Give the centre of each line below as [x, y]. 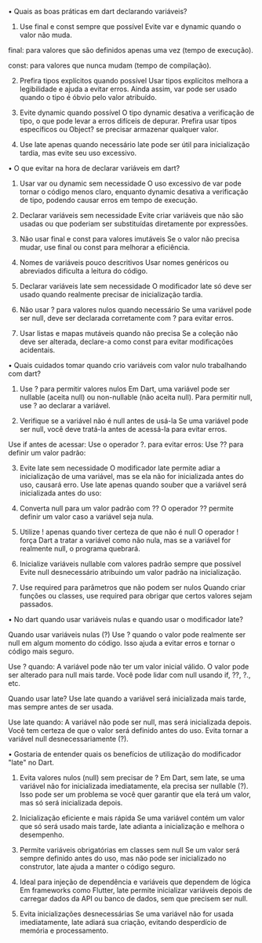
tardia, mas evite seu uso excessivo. [78, 153]
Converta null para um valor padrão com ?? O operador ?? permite [126, 508]
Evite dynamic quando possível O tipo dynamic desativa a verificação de [137, 112]
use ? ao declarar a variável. [65, 405]
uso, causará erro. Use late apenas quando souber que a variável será [133, 484]
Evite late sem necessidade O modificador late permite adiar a [120, 468]
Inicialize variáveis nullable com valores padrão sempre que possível [130, 564]
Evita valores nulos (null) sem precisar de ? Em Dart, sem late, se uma [132, 777]
